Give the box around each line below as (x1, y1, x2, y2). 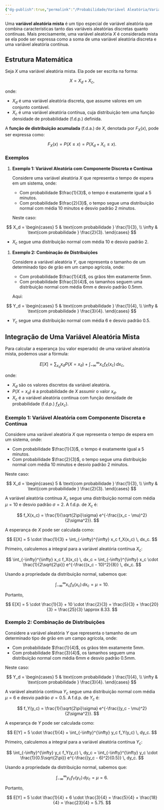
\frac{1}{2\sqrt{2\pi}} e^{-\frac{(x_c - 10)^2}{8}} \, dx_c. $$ (22, 561, 142, 567)
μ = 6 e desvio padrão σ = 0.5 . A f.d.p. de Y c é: (5, 695, 100, 702)
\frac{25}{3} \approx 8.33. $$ (58, 606, 118, 613)
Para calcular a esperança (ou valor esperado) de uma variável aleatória (5, 346, 150, 352)
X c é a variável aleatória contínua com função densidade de (12, 395, 133, 402)
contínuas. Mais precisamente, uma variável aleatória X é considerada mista (5, 31, 158, 37)
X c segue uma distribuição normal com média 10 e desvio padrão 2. (12, 239, 149, 246)
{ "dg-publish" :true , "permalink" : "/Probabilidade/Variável (5, 7, 125, 12)
